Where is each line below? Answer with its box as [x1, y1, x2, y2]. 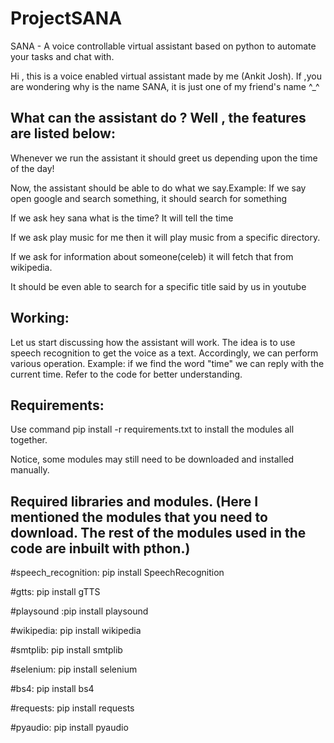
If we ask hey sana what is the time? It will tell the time [10, 212, 234, 224]
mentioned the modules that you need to [10, 508, 268, 526]
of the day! [10, 162, 55, 174]
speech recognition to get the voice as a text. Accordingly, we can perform [10, 347, 319, 359]
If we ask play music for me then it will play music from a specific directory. [10, 231, 321, 243]
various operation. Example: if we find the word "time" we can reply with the [10, 357, 325, 369]
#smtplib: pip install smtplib [10, 644, 123, 656]
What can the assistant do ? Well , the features [10, 110, 307, 127]
